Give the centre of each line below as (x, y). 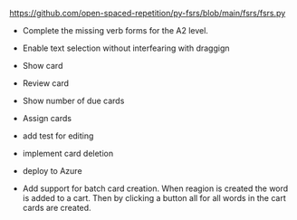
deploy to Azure (53, 171)
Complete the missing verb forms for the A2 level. (115, 30)
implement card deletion (68, 153)
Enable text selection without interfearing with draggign (126, 48)
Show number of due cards (73, 100)
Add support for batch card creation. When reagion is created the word (155, 188)
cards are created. (57, 208)
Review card (46, 83)
